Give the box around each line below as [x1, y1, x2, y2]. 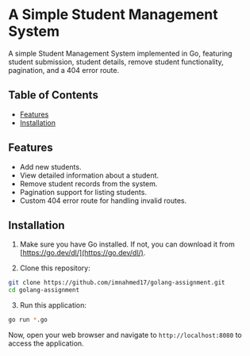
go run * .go [8, 316, 48, 324]
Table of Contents [8, 89, 99, 102]
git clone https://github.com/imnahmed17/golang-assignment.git [8, 279, 225, 287]
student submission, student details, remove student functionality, [8, 57, 224, 67]
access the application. [8, 339, 85, 348]
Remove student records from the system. [19, 178, 158, 188]
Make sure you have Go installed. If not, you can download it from [19, 239, 236, 249]
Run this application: [19, 300, 87, 310]
